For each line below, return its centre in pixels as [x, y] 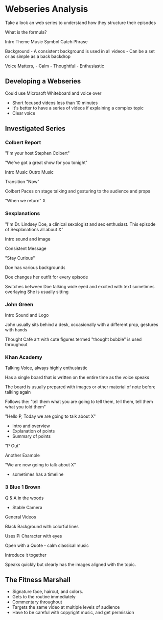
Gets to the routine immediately [44, 597]
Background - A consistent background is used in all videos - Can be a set [80, 51]
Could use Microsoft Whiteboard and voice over [53, 93]
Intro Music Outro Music [29, 172]
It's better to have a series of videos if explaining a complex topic [78, 108]
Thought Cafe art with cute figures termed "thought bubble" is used [73, 339]
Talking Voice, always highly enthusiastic [46, 368]
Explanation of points [34, 431]
